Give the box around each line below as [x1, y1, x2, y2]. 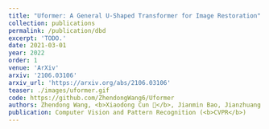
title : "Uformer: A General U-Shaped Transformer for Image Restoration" [8, 11, 262, 20]
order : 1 [8, 57, 38, 65]
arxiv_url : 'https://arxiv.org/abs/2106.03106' [8, 79, 172, 87]
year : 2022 [8, 49, 45, 57]
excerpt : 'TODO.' [8, 34, 67, 42]
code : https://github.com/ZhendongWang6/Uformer [8, 94, 175, 102]
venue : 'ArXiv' [8, 64, 60, 72]
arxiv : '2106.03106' [8, 71, 78, 79]
